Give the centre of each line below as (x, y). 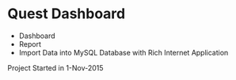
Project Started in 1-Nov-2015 (55, 67)
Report (30, 44)
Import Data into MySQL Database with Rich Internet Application (124, 52)
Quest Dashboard (67, 14)
